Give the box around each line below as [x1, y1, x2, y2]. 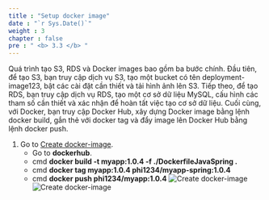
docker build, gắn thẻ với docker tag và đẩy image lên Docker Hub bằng [8, 115, 248, 125]
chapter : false [8, 34, 63, 43]
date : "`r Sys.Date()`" [8, 19, 92, 27]
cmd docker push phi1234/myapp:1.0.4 [32, 174, 167, 184]
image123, [8, 81, 43, 91]
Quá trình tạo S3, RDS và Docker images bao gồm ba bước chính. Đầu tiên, [8, 64, 257, 73]
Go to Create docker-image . [19, 140, 114, 149]
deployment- [201, 73, 245, 82]
